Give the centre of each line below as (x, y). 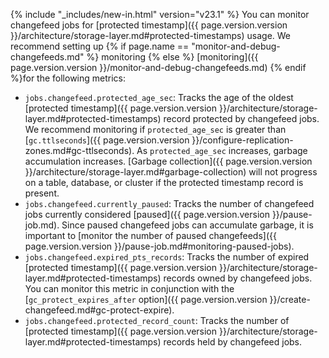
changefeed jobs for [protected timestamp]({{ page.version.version (149, 25)
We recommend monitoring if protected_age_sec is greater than (155, 129)
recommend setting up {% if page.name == (100, 46)
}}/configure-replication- (242, 140)
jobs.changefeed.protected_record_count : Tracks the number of (157, 320)
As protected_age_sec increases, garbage (222, 150)
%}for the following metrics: (68, 78)
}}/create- (290, 299)
